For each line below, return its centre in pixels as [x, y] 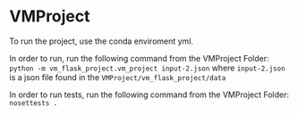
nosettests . [34, 103]
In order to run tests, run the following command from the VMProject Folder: [149, 94]
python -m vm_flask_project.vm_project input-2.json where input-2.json [147, 68]
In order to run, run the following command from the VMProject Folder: [139, 58]
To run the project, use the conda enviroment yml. [102, 41]
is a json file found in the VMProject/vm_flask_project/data [118, 77]
